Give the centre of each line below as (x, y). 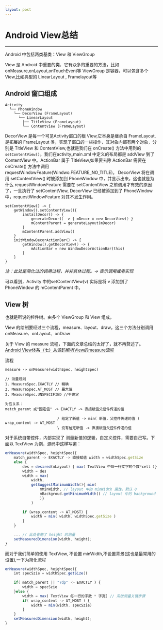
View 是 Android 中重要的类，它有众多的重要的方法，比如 (62, 64)
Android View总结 (42, 35)
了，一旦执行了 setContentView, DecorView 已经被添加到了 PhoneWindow (79, 191)
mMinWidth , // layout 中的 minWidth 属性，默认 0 (88, 489)
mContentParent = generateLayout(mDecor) (73, 223)
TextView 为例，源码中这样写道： (48, 444)
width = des (35, 471)
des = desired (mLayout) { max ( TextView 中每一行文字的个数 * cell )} (90, 467)
